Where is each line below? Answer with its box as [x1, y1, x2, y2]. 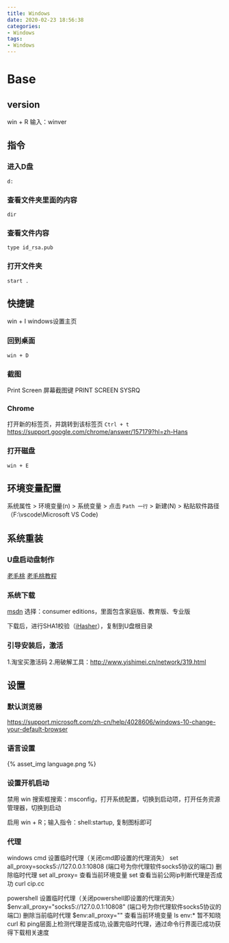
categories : [7, 23, 41, 29]
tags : [7, 36, 23, 43]
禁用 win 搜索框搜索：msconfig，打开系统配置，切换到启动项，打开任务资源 [7, 795, 221, 803]
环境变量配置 [7, 482, 62, 494]
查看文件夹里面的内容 [7, 195, 77, 204]
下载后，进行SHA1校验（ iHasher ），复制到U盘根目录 [7, 622, 153, 630]
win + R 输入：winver [7, 118, 67, 126]
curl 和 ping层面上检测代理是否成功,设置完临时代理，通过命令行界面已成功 [7, 920, 215, 928]
